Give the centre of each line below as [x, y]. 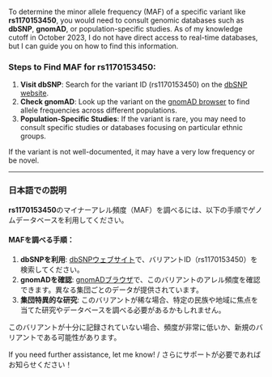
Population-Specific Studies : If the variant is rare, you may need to [133, 119]
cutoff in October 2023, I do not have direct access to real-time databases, [133, 37]
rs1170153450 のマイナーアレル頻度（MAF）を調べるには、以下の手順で [129, 210]
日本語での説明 [38, 191]
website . [34, 93]
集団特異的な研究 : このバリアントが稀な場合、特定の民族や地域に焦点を [139, 299]
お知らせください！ [40, 364]
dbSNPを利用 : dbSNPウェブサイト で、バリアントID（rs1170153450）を [139, 259]
